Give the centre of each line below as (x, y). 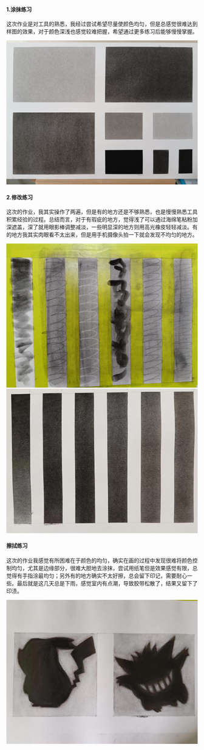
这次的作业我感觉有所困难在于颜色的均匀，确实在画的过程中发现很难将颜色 (99, 560)
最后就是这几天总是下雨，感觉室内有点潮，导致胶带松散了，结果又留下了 (107, 583)
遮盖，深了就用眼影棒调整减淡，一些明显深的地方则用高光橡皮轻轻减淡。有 (104, 227)
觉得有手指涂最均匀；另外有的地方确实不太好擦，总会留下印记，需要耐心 (97, 576)
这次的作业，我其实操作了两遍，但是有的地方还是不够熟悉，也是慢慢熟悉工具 (102, 212)
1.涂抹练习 (19, 9)
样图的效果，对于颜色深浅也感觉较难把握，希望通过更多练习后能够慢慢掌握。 (102, 32)
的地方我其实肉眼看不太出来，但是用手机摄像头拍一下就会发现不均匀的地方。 (102, 235)
